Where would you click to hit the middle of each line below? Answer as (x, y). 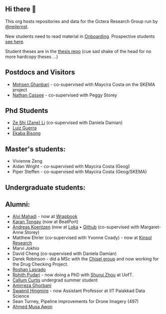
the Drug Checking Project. (40, 264)
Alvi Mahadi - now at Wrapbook (45, 216)
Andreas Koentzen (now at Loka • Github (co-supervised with (76, 227)
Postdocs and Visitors (40, 72)
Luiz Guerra (24, 128)
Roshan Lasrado (29, 269)
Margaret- (151, 227)
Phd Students (27, 111)
